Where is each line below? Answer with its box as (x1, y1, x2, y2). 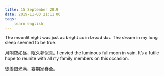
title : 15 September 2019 (5, 7, 58, 12)
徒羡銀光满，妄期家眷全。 (5, 66, 57, 72)
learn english (14, 21, 43, 26)
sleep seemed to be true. (5, 40, 56, 46)
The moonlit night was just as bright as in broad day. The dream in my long (5, 35, 158, 40)
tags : (5, 16, 16, 21)
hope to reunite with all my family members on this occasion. (5, 55, 129, 62)
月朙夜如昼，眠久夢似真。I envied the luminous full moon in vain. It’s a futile (5, 50, 159, 56)
